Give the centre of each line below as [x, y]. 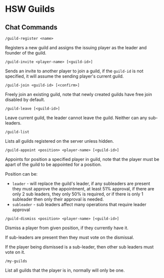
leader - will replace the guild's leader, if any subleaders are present [81, 184]
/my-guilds [16, 261]
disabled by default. [25, 100]
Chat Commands [31, 27]
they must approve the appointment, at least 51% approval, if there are [83, 189]
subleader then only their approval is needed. [58, 199]
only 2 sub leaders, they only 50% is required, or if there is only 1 [78, 194]
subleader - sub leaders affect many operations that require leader [79, 204]
